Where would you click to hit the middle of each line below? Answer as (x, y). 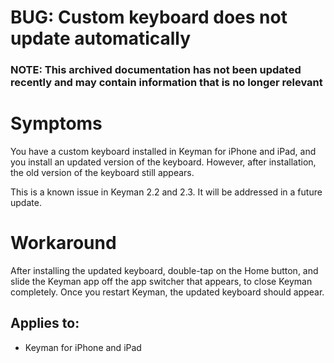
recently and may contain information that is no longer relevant (166, 83)
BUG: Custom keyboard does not (149, 17)
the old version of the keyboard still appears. (102, 173)
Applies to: (45, 323)
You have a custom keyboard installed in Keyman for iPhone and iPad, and (163, 152)
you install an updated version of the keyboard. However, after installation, (163, 162)
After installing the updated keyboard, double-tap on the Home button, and (164, 270)
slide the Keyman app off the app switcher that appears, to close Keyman (161, 281)
